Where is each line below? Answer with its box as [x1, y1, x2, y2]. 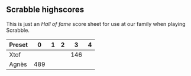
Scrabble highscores [6, 5, 85, 15]
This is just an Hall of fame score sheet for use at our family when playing [6, 20, 186, 27]
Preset [9, 41, 28, 49]
